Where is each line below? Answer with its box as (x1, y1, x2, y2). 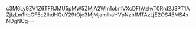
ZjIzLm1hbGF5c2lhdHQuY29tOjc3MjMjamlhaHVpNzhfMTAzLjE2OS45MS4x (6, 11, 189, 18)
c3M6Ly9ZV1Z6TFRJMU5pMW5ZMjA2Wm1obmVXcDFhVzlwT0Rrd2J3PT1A (6, 5, 190, 12)
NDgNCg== (6, 18, 35, 24)
